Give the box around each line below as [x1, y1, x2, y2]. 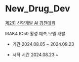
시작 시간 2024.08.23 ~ [12, 52, 59, 58]
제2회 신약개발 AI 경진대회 [5, 20, 56, 26]
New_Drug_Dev [5, 3, 70, 14]
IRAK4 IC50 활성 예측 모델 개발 [5, 30, 66, 36]
